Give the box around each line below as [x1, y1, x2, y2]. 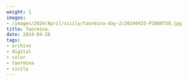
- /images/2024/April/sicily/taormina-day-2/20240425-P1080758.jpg [6, 20, 182, 26]
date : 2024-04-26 [6, 32, 51, 38]
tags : [6, 37, 20, 43]
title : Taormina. [6, 26, 51, 32]
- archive [6, 43, 32, 49]
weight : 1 [6, 9, 32, 15]
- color [6, 54, 26, 60]
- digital [6, 49, 32, 55]
